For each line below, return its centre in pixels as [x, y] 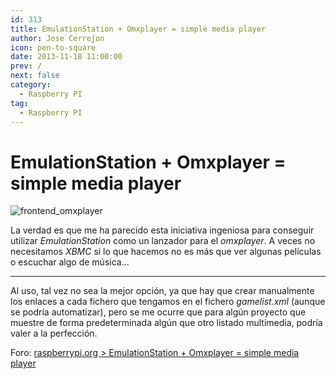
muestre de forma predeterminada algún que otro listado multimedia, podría [166, 323]
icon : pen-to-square [53, 47]
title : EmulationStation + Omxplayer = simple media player [138, 29]
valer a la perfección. [54, 333]
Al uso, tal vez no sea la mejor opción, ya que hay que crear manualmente [162, 291]
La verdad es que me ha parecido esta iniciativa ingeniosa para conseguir [162, 230]
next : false [35, 76]
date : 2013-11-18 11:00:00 [66, 57]
